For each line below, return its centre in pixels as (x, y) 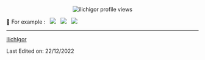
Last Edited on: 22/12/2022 (40, 51)
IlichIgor (16, 39)
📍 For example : (26, 22)
